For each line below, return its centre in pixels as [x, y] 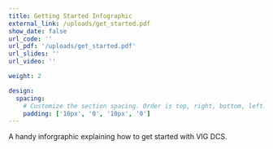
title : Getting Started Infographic [70, 16]
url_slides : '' [34, 54]
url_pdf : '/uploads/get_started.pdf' [72, 46]
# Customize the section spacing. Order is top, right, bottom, [134, 106]
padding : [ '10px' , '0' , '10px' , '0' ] [87, 114]
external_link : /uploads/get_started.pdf [80, 24]
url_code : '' [30, 39]
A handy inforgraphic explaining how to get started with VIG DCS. [118, 137]
